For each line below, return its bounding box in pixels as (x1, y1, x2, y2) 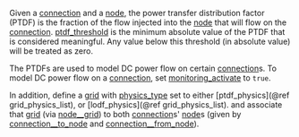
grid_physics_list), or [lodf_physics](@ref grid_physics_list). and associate (9, 99, 283, 110)
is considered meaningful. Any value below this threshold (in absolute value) (9, 36, 291, 47)
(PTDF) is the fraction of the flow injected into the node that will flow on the (9, 17, 287, 28)
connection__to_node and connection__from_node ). (9, 118, 200, 129)
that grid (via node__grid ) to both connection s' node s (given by (9, 109, 242, 119)
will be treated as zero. (9, 46, 94, 56)
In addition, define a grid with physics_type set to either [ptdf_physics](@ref (9, 90, 290, 100)
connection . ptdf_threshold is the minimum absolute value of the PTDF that (9, 27, 286, 37)
